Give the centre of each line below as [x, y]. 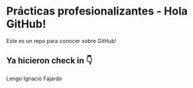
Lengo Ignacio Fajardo [34, 78]
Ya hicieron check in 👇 [49, 61]
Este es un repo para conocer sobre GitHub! [61, 41]
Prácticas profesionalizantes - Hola [97, 11]
